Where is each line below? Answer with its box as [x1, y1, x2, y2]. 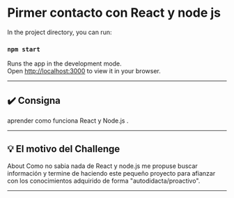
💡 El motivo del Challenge [7, 143, 120, 155]
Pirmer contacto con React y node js [7, 5, 221, 21]
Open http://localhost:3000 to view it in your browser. [7, 67, 162, 75]
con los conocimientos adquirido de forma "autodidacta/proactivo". [7, 176, 201, 185]
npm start [7, 45, 40, 53]
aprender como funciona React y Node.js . [7, 116, 129, 125]
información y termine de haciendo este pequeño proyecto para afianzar [7, 169, 216, 177]
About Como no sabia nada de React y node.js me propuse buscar [7, 162, 198, 170]
